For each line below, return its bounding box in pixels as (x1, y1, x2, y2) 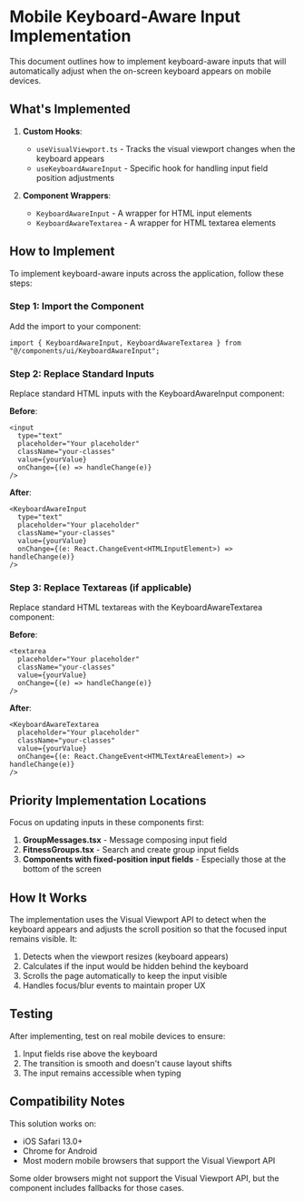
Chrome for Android (22, 1145, 98, 1157)
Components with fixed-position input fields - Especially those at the (22, 854, 287, 865)
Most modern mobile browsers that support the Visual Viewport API (22, 1155, 276, 1166)
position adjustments (35, 172, 115, 183)
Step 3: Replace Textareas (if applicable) (9, 581, 192, 594)
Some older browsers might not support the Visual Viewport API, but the (9, 1172, 279, 1184)
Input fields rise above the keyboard (22, 1048, 158, 1059)
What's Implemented (9, 102, 131, 117)
